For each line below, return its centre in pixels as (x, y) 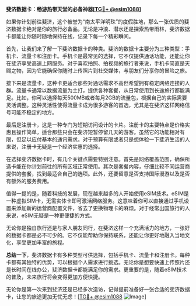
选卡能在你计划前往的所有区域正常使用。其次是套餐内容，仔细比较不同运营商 (98, 166)
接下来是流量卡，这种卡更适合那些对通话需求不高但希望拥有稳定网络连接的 (95, 83)
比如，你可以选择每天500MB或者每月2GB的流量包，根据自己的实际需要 (101, 98)
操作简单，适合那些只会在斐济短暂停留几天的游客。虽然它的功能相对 (98, 132)
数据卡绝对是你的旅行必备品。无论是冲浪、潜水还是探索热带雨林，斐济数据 (100, 29)
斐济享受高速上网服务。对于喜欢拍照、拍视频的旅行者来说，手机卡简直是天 (100, 63)
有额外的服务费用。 (29, 181)
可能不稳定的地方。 (34, 112)
